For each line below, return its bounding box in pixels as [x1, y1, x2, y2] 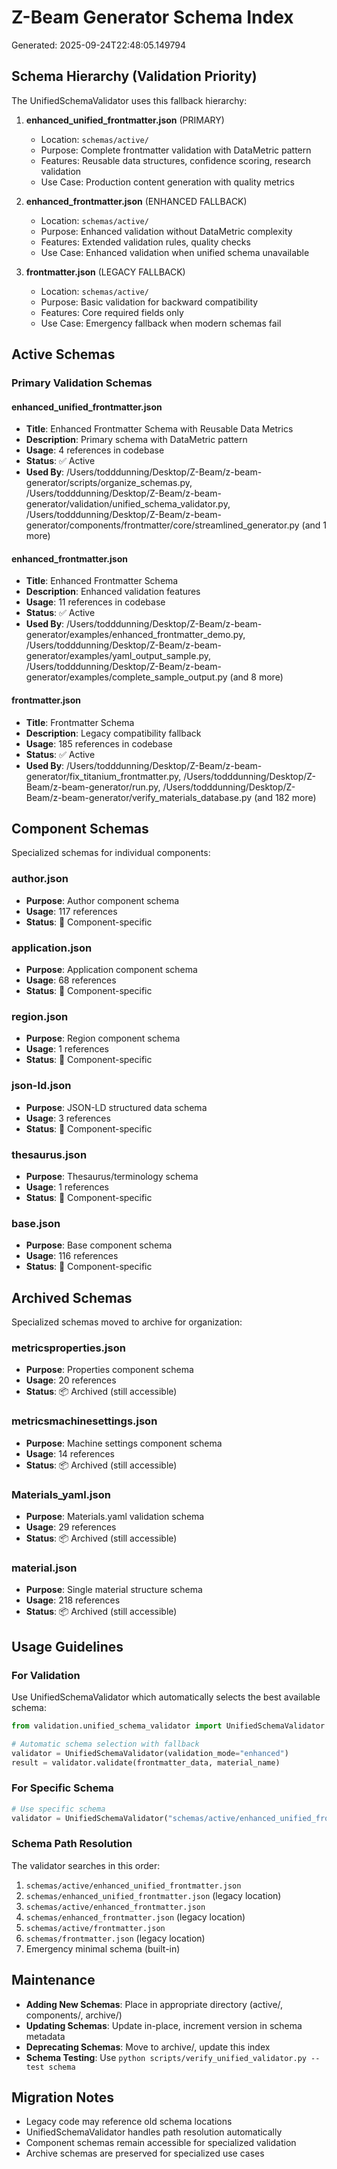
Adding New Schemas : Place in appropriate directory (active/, [25, 1998, 284, 2010]
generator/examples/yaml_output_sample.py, [25, 650, 211, 662]
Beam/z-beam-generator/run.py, [25, 781, 161, 793]
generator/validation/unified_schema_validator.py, [25, 498, 231, 510]
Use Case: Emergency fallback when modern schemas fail [40, 317, 282, 329]
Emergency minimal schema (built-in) [25, 1942, 181, 1955]
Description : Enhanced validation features [25, 586, 201, 598]
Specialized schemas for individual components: [11, 847, 211, 859]
